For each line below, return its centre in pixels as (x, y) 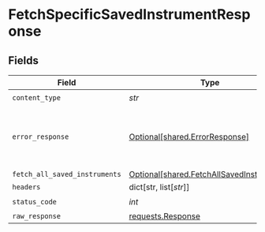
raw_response (37, 216)
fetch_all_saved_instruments (67, 174)
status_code (35, 202)
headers (26, 187)
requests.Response (165, 216)
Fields (24, 60)
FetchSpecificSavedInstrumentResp (129, 15)
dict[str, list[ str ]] (159, 187)
